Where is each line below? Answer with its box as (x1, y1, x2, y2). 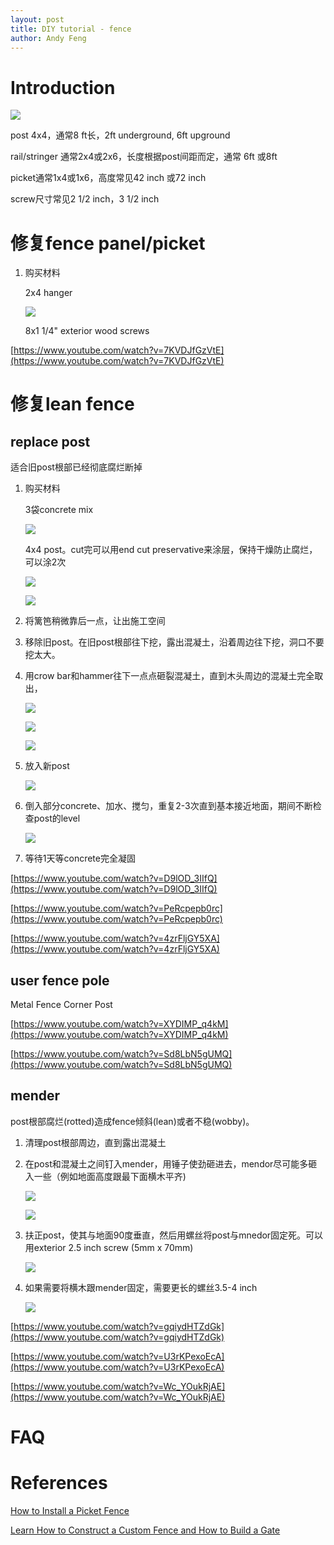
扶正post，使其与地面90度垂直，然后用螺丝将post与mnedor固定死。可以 (24, 1229, 324, 1241)
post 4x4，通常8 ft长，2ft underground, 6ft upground (10, 129, 231, 141)
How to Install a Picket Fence (10, 1505, 130, 1516)
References (10, 1472, 108, 1495)
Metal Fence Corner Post (10, 999, 113, 1011)
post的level (33, 812, 81, 825)
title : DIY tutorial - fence (10, 24, 132, 34)
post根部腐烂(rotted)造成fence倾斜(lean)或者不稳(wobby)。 (10, 1115, 255, 1127)
